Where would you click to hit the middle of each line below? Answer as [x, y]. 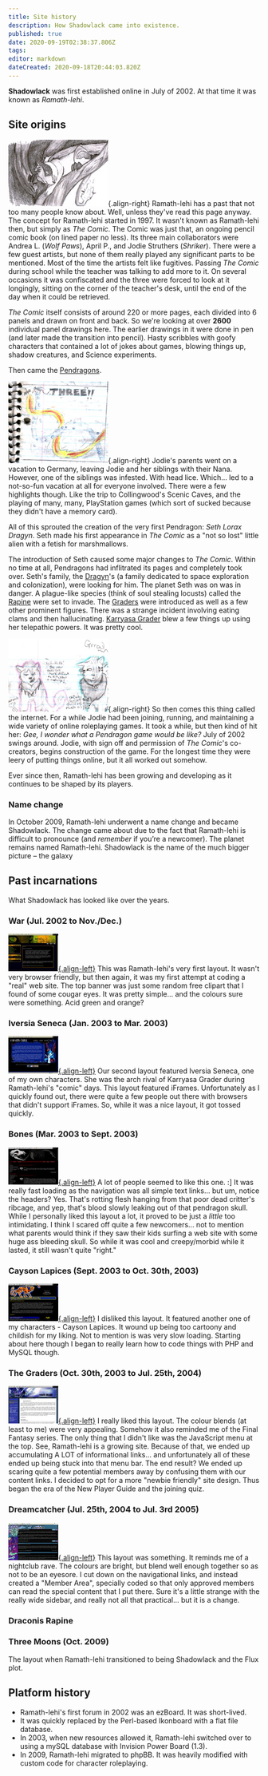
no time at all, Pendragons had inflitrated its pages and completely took [125, 568]
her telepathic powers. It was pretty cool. [76, 627]
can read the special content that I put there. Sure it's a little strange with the [134, 1591]
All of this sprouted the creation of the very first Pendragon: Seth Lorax [125, 526]
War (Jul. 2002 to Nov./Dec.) [65, 921]
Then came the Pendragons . [55, 370]
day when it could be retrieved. [59, 296]
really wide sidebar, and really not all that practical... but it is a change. [124, 1600]
